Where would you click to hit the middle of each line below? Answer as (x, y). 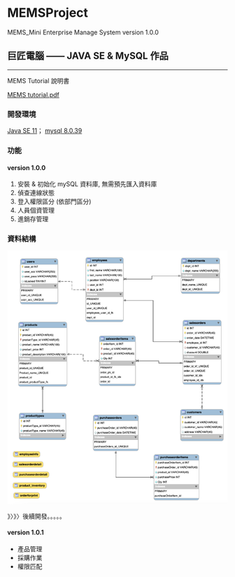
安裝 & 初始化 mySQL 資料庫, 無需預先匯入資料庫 (87, 184)
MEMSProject (48, 13)
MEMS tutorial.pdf (33, 94)
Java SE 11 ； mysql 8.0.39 (45, 131)
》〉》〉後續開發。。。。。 (36, 516)
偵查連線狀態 (36, 193)
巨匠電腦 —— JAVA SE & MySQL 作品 (88, 56)
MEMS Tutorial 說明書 (38, 80)
